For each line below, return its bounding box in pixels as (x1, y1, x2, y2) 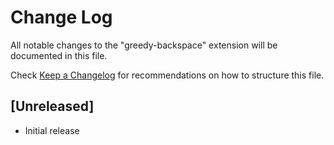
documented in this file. (10, 49, 108, 61)
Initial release (24, 124, 80, 136)
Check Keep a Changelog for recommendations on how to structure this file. (10, 69, 325, 81)
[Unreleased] (10, 98, 95, 115)
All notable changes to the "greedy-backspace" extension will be (10, 39, 278, 51)
